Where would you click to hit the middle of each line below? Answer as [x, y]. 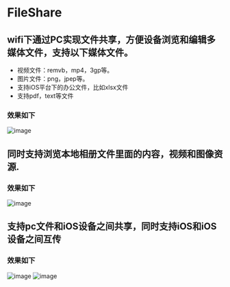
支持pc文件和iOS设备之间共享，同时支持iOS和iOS [112, 226]
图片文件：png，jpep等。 [53, 79]
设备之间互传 [34, 239]
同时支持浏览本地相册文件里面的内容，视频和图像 [111, 154]
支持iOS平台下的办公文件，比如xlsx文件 [73, 87]
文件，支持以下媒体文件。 [79, 52]
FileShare [35, 13]
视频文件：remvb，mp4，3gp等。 [65, 70]
